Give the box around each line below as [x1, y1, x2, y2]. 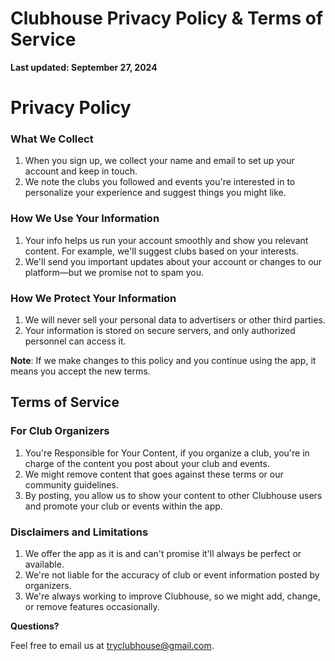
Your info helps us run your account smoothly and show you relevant [24, 234, 309, 246]
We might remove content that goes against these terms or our [24, 468, 284, 480]
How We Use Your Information [10, 212, 160, 226]
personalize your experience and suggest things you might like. [24, 187, 287, 199]
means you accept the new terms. [10, 365, 151, 377]
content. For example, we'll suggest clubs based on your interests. [24, 245, 299, 257]
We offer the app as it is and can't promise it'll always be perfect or [24, 548, 302, 559]
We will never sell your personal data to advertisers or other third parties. [24, 314, 326, 326]
